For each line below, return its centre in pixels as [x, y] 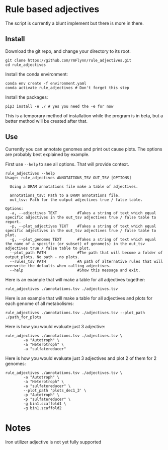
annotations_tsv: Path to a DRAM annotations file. [65, 195]
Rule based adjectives [52, 9]
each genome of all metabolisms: [40, 304]
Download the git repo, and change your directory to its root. [68, 51]
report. [13, 222]
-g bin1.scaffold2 [43, 408]
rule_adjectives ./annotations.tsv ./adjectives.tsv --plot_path [75, 313]
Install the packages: [27, 97]
